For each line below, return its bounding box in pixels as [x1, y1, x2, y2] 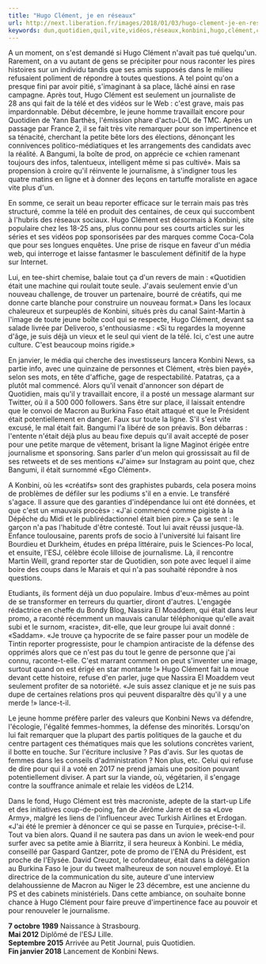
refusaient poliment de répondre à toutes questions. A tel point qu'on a [8, 73, 239, 83]
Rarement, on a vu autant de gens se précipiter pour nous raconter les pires [8, 56, 256, 66]
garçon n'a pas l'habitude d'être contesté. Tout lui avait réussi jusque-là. [8, 523, 244, 532]
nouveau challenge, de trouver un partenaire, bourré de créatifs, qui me [8, 290, 242, 299]
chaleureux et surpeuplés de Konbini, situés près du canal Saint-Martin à [8, 306, 245, 316]
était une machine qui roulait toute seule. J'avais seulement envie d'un [8, 281, 238, 290]
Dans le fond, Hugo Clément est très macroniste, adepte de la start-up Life [8, 797, 252, 806]
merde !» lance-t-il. [8, 698, 71, 708]
